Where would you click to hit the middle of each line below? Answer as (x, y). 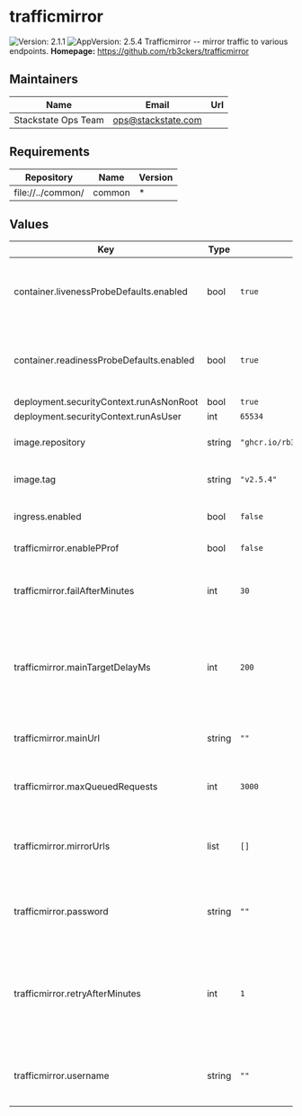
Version (156, 177)
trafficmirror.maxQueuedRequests (86, 787)
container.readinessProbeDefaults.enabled (104, 360)
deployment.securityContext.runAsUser (98, 417)
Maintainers (44, 80)
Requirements (49, 152)
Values (29, 224)
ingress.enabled (48, 517)
